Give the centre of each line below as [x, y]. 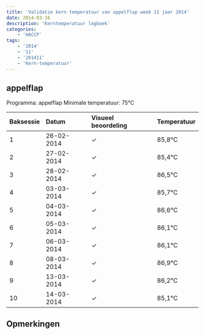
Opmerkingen [33, 324]
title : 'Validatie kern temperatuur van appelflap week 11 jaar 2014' [98, 12]
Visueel [103, 118]
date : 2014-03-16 [28, 18]
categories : [21, 29]
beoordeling [109, 126]
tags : [13, 40]
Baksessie [25, 122]
